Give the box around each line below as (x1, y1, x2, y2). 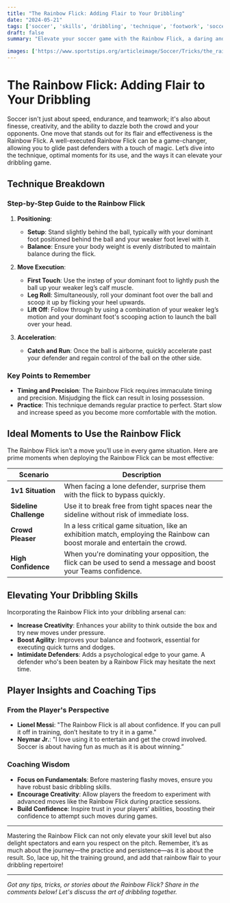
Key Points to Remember (7, 371, 91, 381)
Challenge (10, 509, 44, 519)
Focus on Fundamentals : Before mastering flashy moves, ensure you (16, 775, 213, 784)
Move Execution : (16, 263, 66, 271)
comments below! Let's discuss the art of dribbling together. (7, 887, 178, 895)
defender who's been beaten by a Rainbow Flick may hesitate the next (16, 658, 216, 666)
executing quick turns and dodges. (16, 642, 116, 651)
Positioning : (16, 214, 53, 223)
